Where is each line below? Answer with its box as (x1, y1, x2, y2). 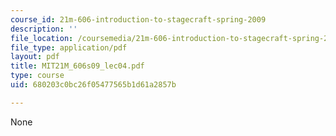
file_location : (10, 33, 74, 43)
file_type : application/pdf (10, 42, 128, 53)
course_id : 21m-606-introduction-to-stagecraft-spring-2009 (10, 14, 267, 25)
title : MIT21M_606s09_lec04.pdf (10, 61, 145, 71)
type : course (10, 71, 65, 81)
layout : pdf (10, 52, 60, 62)
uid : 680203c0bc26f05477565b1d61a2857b (10, 80, 177, 90)
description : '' (10, 24, 78, 34)
